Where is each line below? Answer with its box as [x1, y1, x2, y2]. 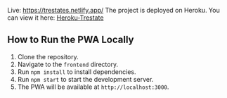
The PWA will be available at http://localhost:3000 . [17, 82, 169, 91]
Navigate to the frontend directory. [17, 60, 118, 68]
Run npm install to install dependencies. [17, 67, 136, 76]
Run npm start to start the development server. [17, 75, 154, 83]
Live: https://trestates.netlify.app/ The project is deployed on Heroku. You [7, 6, 220, 14]
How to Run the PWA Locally [7, 34, 134, 46]
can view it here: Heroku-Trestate [7, 13, 104, 22]
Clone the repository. [17, 52, 79, 61]
